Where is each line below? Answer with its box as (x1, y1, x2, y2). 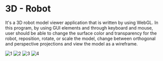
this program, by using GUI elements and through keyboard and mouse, (5, 24, 153, 30)
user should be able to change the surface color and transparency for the (5, 30, 157, 36)
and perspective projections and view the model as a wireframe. (5, 40, 138, 46)
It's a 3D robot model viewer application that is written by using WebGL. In (5, 19, 159, 25)
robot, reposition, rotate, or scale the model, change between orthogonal (5, 35, 156, 41)
